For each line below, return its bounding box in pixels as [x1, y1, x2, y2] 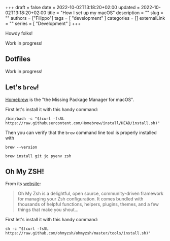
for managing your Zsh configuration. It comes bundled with [17, 196, 144, 202]
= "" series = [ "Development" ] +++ [5, 20, 81, 26]
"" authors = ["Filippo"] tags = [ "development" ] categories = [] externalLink [5, 15, 165, 21]
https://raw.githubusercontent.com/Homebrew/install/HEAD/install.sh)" [5, 120, 160, 126]
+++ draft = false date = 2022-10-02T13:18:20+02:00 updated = [5, 5, 141, 10]
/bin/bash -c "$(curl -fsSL [5, 116, 65, 121]
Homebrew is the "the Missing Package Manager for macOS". [5, 96, 134, 102]
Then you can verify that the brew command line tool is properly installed [5, 129, 157, 135]
